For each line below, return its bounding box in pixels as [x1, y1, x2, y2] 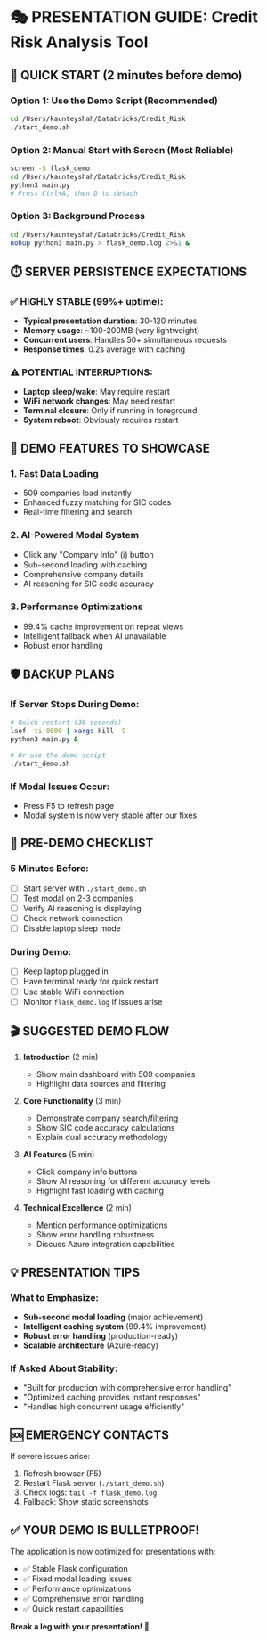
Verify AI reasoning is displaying [22, 902, 142, 913]
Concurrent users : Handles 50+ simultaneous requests [22, 335, 228, 346]
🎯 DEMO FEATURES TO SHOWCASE [10, 440, 210, 455]
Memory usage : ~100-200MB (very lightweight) [22, 325, 200, 336]
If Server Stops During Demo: [10, 698, 140, 711]
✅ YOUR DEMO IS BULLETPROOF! [10, 1523, 199, 1538]
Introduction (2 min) [22, 1052, 99, 1063]
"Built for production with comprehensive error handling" [22, 1383, 232, 1393]
